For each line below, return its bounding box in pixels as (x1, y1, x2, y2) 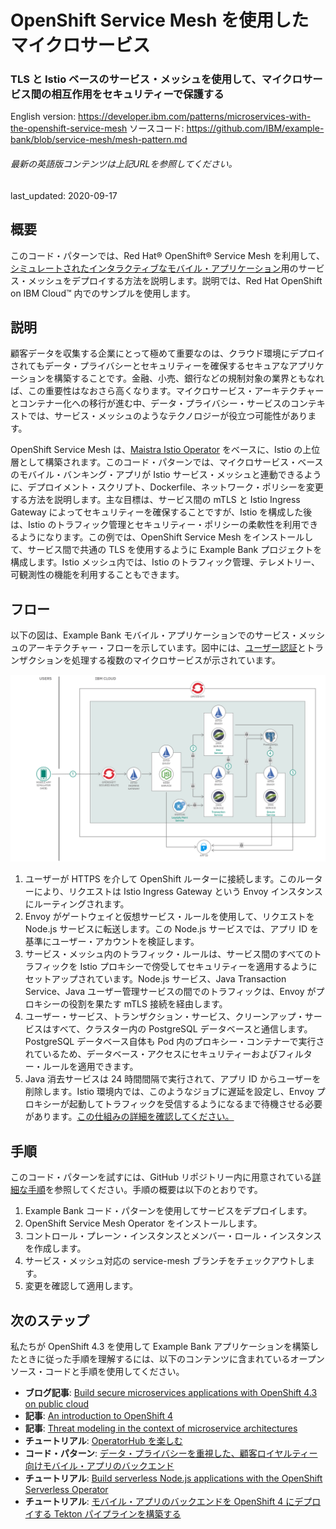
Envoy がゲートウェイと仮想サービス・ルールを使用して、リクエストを (24, 911, 315, 923)
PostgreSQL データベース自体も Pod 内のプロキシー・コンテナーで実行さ (24, 1036, 325, 1048)
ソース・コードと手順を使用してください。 (10, 1366, 185, 1377)
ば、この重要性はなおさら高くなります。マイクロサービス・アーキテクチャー (10, 385, 325, 397)
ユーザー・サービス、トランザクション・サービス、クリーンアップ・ (24, 1011, 305, 1023)
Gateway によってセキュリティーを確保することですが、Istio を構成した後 (10, 506, 313, 518)
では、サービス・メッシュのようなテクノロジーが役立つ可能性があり (27, 410, 308, 422)
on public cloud (24, 1398, 90, 1410)
